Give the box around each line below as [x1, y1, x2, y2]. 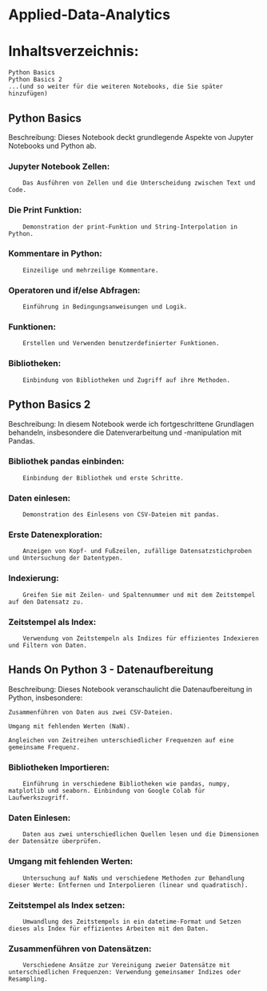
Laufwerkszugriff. [8, 794, 70, 802]
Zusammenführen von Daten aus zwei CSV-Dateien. [8, 708, 173, 716]
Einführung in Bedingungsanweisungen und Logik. [22, 303, 188, 311]
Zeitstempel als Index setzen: [8, 899, 126, 910]
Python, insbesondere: [8, 693, 83, 702]
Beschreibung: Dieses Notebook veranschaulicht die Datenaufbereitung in [8, 684, 253, 694]
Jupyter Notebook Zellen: [8, 161, 110, 172]
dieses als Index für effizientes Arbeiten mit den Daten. [8, 925, 209, 933]
